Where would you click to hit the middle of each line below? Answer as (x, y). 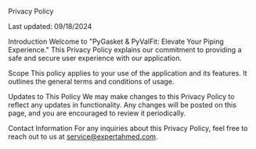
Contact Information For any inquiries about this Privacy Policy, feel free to (128, 128)
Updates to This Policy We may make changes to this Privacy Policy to (121, 96)
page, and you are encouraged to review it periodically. (97, 113)
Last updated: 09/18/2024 (50, 26)
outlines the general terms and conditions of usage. (91, 82)
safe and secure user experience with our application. (95, 58)
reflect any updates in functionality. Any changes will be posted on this (123, 105)
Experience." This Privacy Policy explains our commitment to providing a (125, 50)
